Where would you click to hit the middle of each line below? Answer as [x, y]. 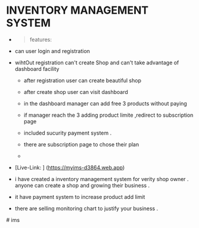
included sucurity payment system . [68, 133]
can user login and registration [52, 51]
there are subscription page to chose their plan [81, 144]
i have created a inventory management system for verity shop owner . [102, 179]
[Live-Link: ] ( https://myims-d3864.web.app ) [70, 167]
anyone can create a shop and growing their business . [82, 185]
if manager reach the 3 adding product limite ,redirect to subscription [108, 115]
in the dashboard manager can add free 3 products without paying [105, 103]
